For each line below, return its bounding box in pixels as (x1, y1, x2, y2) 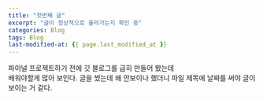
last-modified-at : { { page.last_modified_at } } (8, 41, 168, 49)
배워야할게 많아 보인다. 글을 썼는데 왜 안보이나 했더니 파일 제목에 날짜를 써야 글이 (8, 73, 256, 83)
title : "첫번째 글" (8, 11, 65, 20)
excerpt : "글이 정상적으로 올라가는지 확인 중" (8, 19, 143, 27)
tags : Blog (8, 33, 44, 42)
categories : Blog (8, 26, 65, 34)
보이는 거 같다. (8, 83, 53, 93)
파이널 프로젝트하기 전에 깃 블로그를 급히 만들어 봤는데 (8, 64, 175, 73)
